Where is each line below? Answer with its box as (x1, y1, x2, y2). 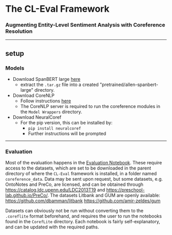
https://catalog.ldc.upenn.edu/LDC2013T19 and (5, 187, 105, 193)
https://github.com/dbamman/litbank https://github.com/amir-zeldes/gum (5, 198, 161, 204)
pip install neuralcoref (28, 126, 81, 131)
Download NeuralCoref (12, 114, 61, 120)
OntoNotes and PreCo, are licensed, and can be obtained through (5, 181, 144, 187)
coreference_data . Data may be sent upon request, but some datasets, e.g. (5, 176, 163, 182)
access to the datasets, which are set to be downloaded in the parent (5, 165, 152, 172)
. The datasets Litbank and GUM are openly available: (47, 193, 160, 199)
